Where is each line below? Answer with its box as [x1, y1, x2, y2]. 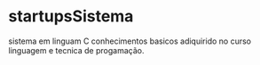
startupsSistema [8, 6, 134, 27]
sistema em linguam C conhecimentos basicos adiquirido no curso [8, 36, 252, 46]
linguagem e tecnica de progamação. [8, 45, 145, 55]
